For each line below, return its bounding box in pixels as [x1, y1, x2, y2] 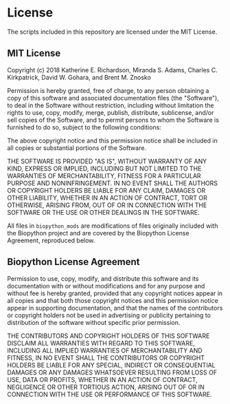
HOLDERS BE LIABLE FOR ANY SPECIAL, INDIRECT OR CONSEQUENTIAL [7, 361, 216, 369]
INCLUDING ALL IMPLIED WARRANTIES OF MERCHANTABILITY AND [7, 346, 203, 354]
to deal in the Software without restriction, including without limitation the [7, 101, 214, 109]
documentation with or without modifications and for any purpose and [7, 281, 205, 290]
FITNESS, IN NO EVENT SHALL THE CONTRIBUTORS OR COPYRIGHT [7, 353, 205, 362]
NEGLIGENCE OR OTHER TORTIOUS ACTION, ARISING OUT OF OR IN [7, 383, 205, 391]
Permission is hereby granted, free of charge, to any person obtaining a [7, 86, 209, 94]
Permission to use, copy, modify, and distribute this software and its [7, 274, 199, 283]
